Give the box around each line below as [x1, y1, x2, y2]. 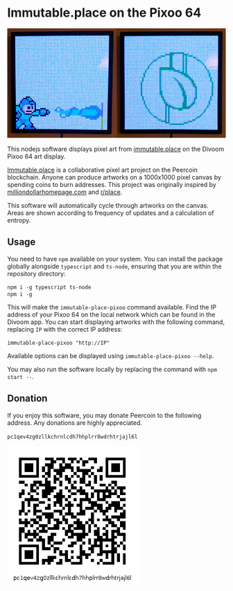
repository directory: [7, 269, 66, 277]
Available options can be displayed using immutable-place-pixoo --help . [7, 351, 214, 359]
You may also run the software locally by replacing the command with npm [7, 365, 217, 373]
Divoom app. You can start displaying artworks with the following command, [7, 318, 225, 326]
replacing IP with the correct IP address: [7, 325, 123, 333]
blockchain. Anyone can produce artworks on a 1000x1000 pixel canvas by [7, 172, 222, 181]
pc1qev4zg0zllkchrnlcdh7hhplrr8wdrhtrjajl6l [7, 433, 138, 440]
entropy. [7, 216, 31, 224]
